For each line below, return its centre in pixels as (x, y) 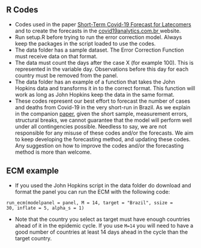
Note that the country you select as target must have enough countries (102, 219)
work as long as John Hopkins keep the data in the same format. (94, 94)
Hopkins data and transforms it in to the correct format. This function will (105, 88)
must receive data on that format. (56, 56)
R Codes (22, 10)
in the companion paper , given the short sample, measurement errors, (101, 113)
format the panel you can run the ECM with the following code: (92, 192)
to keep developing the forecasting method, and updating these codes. (103, 139)
